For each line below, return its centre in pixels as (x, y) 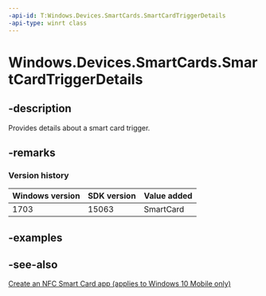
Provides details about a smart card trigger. (79, 127)
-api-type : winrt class (48, 23)
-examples (35, 238)
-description (40, 109)
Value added (168, 196)
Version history (39, 175)
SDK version (112, 196)
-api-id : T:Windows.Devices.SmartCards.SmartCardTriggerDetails (117, 16)
